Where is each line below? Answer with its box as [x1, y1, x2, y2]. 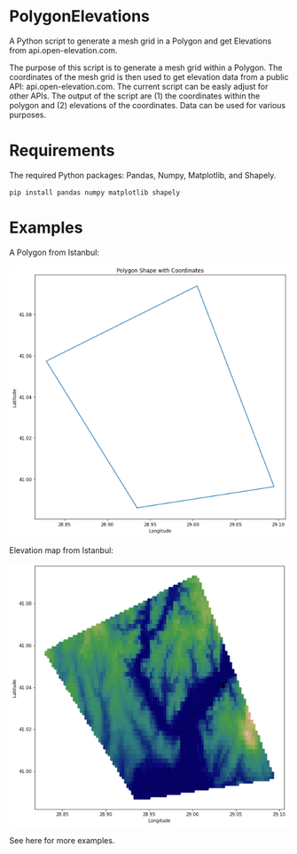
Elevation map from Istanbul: [9, 545, 113, 556]
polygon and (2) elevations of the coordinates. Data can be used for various [9, 99, 286, 110]
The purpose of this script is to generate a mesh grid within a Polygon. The [9, 62, 283, 73]
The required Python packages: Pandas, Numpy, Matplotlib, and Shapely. [9, 170, 277, 180]
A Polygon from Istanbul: [9, 247, 100, 257]
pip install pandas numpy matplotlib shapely [9, 188, 180, 197]
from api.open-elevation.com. [9, 44, 118, 55]
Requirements [9, 140, 115, 161]
